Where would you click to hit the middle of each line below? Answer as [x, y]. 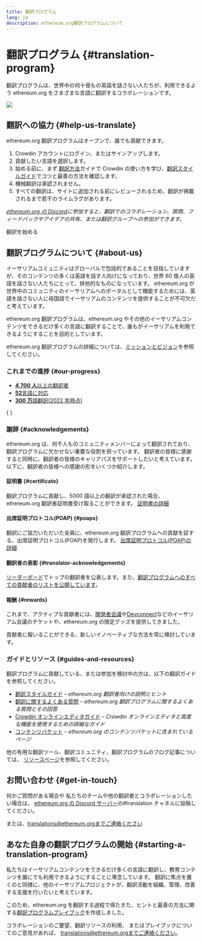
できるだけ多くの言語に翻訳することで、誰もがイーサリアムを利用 [109, 326]
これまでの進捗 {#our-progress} [53, 371]
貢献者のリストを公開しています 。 [59, 585]
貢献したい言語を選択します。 [52, 161]
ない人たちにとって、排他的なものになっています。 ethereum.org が [111, 283]
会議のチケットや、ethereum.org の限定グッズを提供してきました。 [100, 622]
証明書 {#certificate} [33, 481]
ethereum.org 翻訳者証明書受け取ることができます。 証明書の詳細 [88, 503]
